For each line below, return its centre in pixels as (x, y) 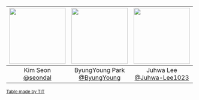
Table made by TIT (25, 92)
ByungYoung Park (99, 70)
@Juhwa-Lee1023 (162, 78)
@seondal (37, 78)
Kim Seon (37, 70)
